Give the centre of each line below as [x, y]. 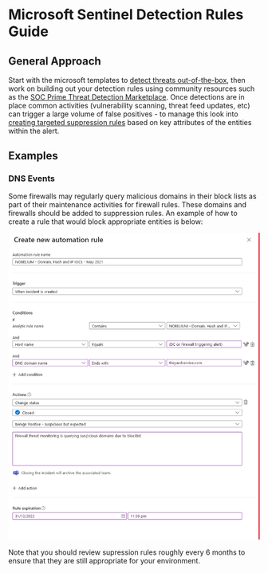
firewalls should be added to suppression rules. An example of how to [123, 213]
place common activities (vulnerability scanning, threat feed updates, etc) [129, 106]
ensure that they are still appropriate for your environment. [104, 560]
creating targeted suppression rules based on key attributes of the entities [130, 122]
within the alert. [34, 131]
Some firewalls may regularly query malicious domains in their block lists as [132, 196]
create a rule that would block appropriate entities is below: [106, 222]
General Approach [55, 61]
